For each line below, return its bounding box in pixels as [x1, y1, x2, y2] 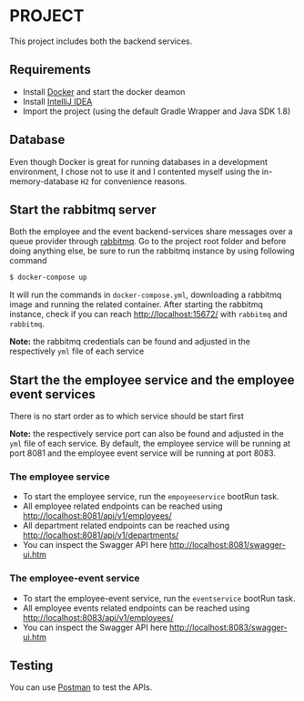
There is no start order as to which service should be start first [9, 411, 244, 422]
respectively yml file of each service [9, 345, 145, 356]
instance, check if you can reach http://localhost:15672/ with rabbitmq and [9, 309, 289, 320]
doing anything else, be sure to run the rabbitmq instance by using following [9, 245, 295, 256]
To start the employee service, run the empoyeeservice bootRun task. [22, 491, 279, 502]
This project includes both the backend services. [9, 36, 193, 46]
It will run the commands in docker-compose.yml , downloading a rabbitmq [9, 289, 282, 301]
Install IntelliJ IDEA [22, 96, 93, 107]
